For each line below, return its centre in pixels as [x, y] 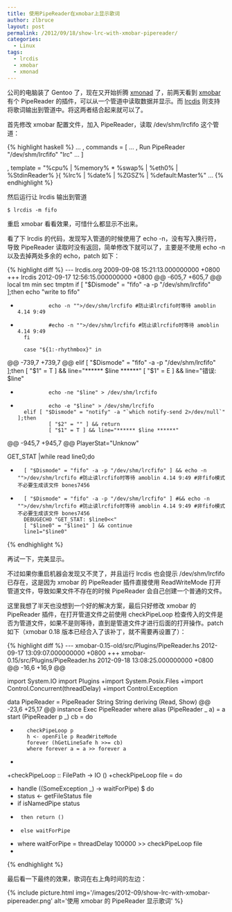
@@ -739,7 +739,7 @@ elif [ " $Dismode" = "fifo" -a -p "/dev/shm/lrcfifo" [111, 362]
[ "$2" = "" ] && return [84, 424]
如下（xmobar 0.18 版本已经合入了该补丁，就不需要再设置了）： [97, 631]
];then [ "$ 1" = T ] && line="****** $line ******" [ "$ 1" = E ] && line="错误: [112, 370]
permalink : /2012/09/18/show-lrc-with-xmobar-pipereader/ [92, 33]
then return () [42, 817]
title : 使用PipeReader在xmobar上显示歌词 [63, 14]
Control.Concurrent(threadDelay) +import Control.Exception [92, 688]
